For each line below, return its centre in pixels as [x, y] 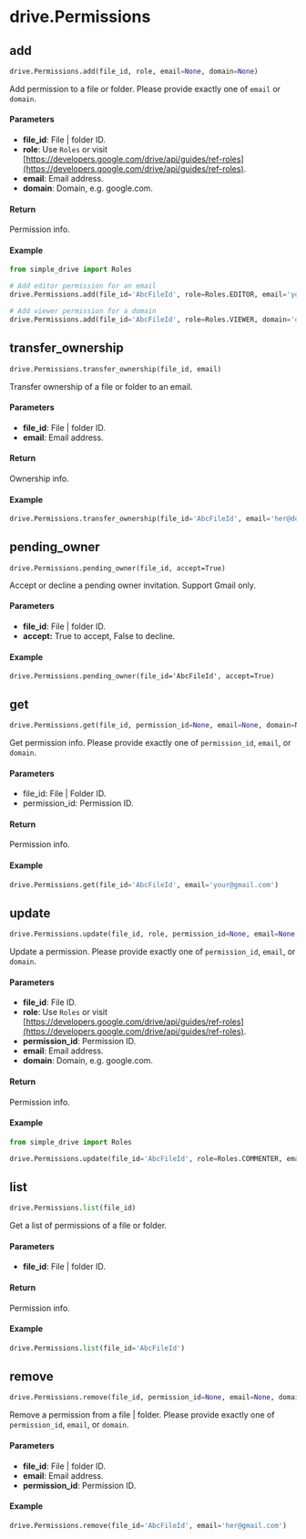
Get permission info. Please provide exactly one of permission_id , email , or [150, 742]
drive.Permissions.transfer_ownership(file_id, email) [116, 369]
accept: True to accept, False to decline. [99, 636]
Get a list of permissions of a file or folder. [88, 1226]
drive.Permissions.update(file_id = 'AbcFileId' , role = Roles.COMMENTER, [146, 1158]
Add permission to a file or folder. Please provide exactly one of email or [145, 89]
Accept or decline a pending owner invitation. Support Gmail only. [133, 585]
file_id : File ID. [50, 1002]
